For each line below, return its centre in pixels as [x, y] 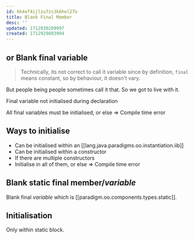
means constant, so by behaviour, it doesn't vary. [80, 78]
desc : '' [17, 22]
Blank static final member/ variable [71, 183]
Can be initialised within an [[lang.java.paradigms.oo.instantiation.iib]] [99, 145]
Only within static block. [35, 230]
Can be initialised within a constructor [60, 151]
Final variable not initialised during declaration [62, 101]
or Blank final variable [47, 58]
